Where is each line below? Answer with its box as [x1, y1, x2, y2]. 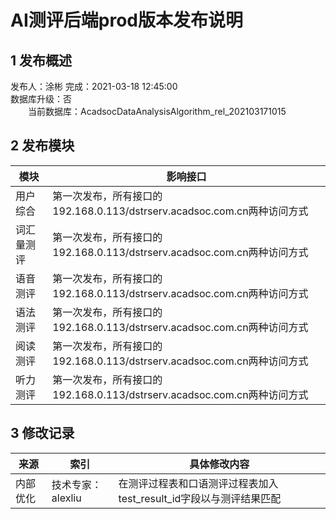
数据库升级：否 [10, 93, 72, 105]
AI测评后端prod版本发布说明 [10, 9, 243, 32]
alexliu [51, 491, 82, 505]
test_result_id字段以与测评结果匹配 [118, 491, 282, 505]
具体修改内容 [189, 457, 250, 471]
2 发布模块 [10, 137, 75, 155]
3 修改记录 [10, 425, 75, 442]
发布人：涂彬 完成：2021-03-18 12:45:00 [10, 81, 178, 92]
